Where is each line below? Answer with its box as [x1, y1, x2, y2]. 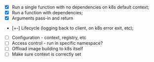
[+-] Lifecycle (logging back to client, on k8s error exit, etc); [11, 25, 134, 31]
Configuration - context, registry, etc [11, 34, 87, 41]
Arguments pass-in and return [11, 15, 74, 21]
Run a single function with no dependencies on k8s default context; [11, 4, 150, 10]
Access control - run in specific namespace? [11, 40, 103, 46]
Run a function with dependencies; [11, 10, 83, 16]
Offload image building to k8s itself [11, 46, 83, 52]
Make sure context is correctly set [11, 51, 81, 57]
